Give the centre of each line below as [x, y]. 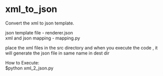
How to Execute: [22, 62]
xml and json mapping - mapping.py [43, 38]
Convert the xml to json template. [40, 23]
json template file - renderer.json [39, 32]
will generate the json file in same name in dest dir [58, 53]
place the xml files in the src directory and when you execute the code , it [82, 47]
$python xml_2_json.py [30, 68]
